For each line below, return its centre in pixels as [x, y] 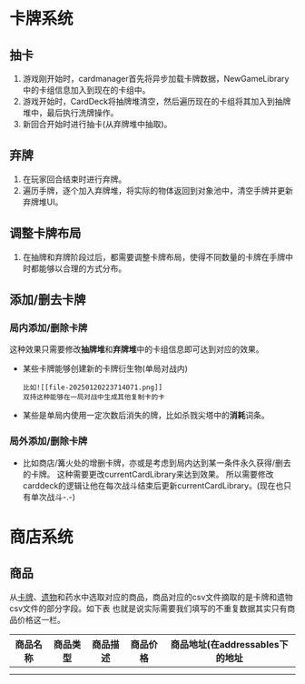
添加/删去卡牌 [48, 300]
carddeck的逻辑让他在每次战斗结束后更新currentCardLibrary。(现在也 [153, 485]
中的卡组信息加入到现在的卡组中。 [86, 90]
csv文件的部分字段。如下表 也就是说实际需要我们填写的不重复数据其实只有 [148, 608]
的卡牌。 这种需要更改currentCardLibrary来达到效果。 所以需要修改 [148, 474]
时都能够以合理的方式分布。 [74, 268]
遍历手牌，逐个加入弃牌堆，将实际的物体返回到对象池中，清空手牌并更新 [157, 190]
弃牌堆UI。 [43, 202]
